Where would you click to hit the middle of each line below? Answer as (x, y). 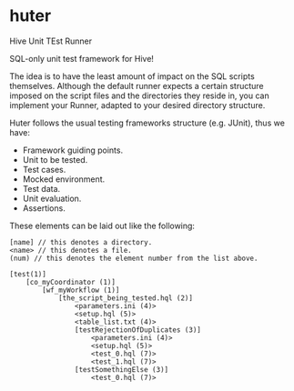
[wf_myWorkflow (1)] (81, 290)
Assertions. (44, 208)
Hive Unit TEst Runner (51, 41)
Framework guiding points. (73, 150)
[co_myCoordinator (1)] (71, 282)
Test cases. (44, 169)
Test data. (41, 188)
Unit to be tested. (55, 159)
